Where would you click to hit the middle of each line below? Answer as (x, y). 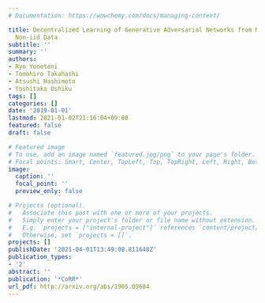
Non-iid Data (37, 37)
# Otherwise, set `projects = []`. (70, 235)
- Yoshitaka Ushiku (40, 89)
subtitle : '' (30, 44)
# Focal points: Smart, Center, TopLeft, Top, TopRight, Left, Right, (127, 162)
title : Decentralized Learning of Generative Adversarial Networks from (130, 30)
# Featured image (37, 147)
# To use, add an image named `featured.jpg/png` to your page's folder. (132, 154)
